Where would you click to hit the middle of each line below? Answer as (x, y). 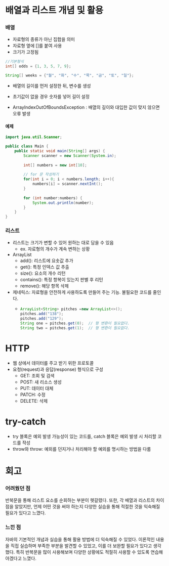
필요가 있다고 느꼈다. (26, 513)
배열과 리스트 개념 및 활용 (54, 10)
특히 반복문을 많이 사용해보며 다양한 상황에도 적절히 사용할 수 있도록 (83, 552)
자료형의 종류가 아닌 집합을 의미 (44, 39)
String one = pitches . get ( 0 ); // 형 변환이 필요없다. (75, 323)
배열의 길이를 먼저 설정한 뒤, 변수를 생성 (52, 86)
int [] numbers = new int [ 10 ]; (55, 165)
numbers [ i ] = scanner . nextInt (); (67, 184)
